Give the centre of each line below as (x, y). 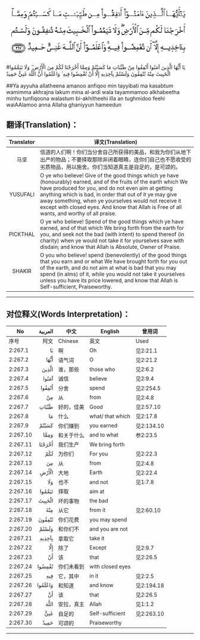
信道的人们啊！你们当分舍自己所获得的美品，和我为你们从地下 (115, 152)
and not (99, 482)
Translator (22, 142)
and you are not (108, 529)
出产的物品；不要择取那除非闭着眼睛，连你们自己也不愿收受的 (115, 159)
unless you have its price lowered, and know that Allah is (109, 280)
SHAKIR (22, 271)
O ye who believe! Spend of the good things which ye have (112, 221)
